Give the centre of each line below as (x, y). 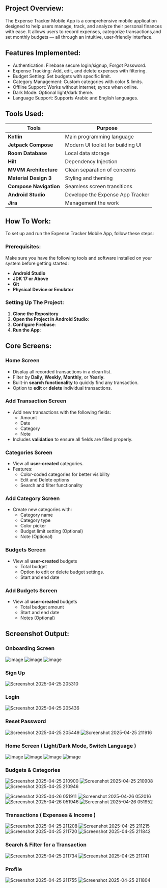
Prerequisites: (23, 247)
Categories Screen (29, 452)
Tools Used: (25, 114)
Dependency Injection (91, 162)
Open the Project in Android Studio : (51, 319)
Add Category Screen (33, 498)
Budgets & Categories (33, 770)
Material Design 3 (30, 178)
